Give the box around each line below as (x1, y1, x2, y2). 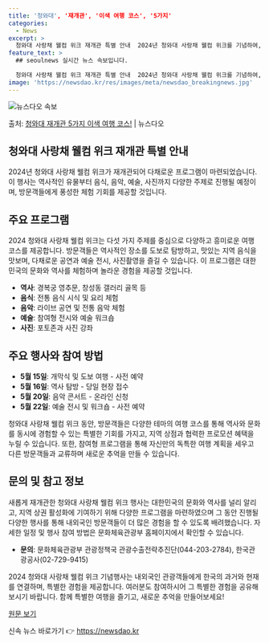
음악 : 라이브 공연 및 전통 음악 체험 (19, 303, 125, 313)
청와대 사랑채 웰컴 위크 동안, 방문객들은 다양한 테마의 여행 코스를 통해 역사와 (8, 419, 247, 429)
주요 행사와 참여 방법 (8, 348, 104, 362)
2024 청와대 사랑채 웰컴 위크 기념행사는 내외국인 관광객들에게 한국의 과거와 (8, 572, 245, 581)
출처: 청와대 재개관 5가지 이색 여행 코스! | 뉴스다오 (8, 118, 165, 128)
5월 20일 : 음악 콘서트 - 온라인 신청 (19, 392, 128, 401)
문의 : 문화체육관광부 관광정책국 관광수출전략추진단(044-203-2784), (19, 544, 234, 554)
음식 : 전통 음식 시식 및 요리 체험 (19, 293, 119, 303)
